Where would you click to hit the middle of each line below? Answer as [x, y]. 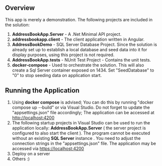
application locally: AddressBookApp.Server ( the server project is [79, 128]
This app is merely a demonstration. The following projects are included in [79, 19]
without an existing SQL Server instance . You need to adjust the [76, 138]
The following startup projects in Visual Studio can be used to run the [81, 122]
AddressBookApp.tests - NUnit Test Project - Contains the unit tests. [81, 60]
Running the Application [42, 91]
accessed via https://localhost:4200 [48, 148]
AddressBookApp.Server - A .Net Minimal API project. [67, 34]
